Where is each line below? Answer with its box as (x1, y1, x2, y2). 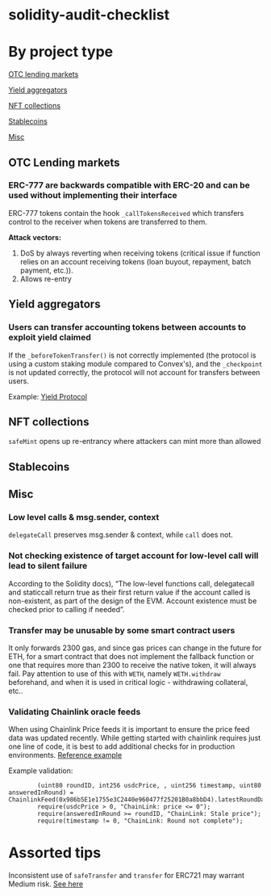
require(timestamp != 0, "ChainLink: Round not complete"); (37, 817, 244, 826)
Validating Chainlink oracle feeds (8, 706, 141, 717)
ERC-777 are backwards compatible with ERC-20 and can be (8, 180, 250, 191)
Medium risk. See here (8, 879, 83, 889)
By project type (8, 43, 114, 61)
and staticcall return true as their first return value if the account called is (8, 587, 251, 597)
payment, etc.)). (19, 265, 74, 275)
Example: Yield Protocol (8, 391, 87, 401)
